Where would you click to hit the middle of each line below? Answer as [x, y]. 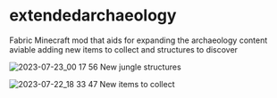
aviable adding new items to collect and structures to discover [124, 49]
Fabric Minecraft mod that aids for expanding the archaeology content [138, 40]
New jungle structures [140, 67]
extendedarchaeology [93, 16]
